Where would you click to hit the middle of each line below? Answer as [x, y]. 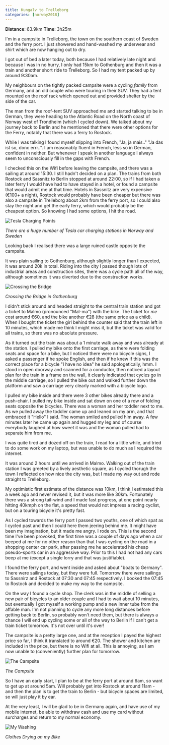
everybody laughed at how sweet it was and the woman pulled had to [77, 427]
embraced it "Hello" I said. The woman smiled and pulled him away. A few [82, 417]
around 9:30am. [22, 75]
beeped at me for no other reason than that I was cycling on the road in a [81, 541]
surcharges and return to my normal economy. [53, 717]
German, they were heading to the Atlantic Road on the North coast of [78, 116]
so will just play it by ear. [31, 697]
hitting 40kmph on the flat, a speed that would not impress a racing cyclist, [83, 505]
